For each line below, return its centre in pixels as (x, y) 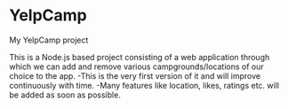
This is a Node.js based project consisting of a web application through (140, 57)
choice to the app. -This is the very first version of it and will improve (135, 75)
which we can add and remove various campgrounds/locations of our (136, 66)
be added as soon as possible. (65, 95)
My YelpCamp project (49, 40)
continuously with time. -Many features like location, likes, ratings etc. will (144, 85)
